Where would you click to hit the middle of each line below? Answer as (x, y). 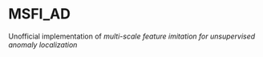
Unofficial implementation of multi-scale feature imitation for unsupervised (132, 36)
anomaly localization (43, 44)
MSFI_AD (39, 14)
